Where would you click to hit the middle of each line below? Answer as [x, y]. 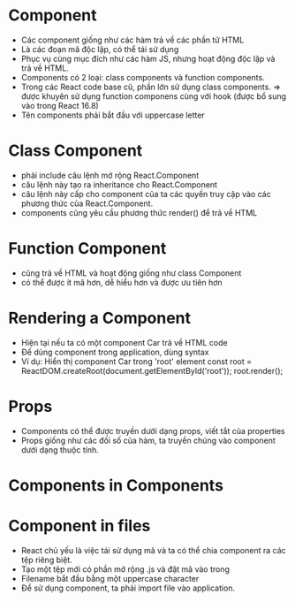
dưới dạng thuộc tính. [60, 450]
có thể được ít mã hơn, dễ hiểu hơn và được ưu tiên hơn [121, 282]
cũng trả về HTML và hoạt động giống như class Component [131, 273]
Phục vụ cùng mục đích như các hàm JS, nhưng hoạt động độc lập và [148, 58]
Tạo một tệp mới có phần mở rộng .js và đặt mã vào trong [125, 569]
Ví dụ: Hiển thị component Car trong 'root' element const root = [136, 361]
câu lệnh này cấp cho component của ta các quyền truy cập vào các [146, 194]
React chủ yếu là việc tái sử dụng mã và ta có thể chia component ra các [153, 550]
